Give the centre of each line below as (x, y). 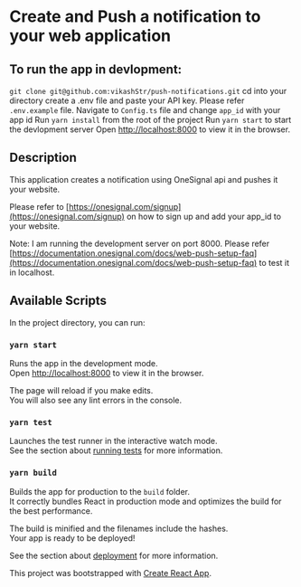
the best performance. (51, 511)
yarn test (31, 422)
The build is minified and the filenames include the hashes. (119, 528)
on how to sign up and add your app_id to (204, 216)
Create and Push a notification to (135, 17)
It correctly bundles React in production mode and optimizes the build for (146, 501)
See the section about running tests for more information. (116, 450)
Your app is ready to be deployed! (72, 538)
